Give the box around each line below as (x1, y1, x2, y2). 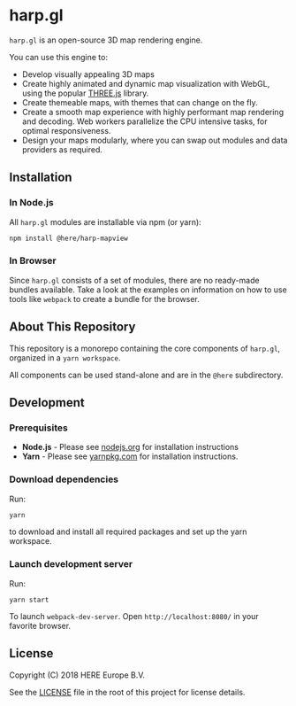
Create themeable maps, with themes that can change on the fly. (21, 97, 258, 107)
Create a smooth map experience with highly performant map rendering (21, 106, 285, 117)
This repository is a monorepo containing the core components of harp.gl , (9, 343, 281, 353)
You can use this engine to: (9, 51, 109, 62)
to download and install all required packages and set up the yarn (9, 526, 247, 537)
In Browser (9, 254, 57, 267)
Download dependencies (9, 473, 119, 485)
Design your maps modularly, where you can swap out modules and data (21, 135, 288, 145)
